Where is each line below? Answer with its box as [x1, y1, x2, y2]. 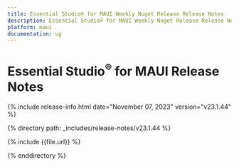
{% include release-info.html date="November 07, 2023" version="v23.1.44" [7, 102, 232, 111]
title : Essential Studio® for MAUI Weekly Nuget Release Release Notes [7, 10, 224, 18]
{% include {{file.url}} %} [7, 137, 81, 146]
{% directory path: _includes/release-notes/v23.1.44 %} [7, 124, 171, 132]
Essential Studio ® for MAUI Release [7, 61, 220, 80]
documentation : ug [7, 30, 62, 38]
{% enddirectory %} [7, 151, 66, 160]
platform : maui [7, 23, 53, 31]
